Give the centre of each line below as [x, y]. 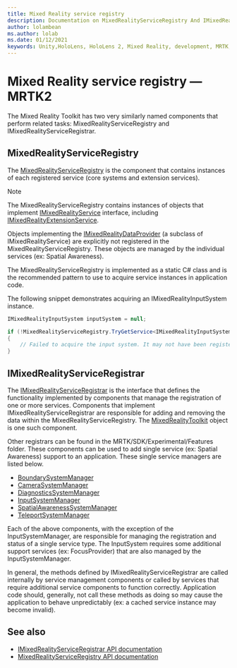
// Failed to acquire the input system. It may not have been [113, 345]
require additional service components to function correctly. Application [112, 587]
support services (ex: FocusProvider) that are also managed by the [104, 551]
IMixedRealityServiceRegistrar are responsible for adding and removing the [116, 413]
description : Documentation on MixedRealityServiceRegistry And [104, 20]
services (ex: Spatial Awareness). [56, 256]
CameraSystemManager [53, 485]
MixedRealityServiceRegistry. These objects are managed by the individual [116, 248]
